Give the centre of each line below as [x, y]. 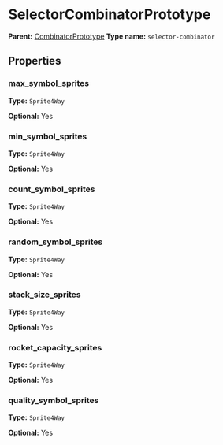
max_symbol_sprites [48, 83]
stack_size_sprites [45, 295]
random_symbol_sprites [56, 242]
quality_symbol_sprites [54, 401]
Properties [35, 61]
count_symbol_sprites [52, 189]
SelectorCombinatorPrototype [110, 15]
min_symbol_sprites [48, 136]
